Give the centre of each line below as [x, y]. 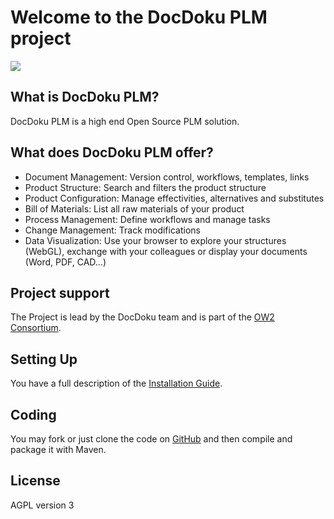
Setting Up [44, 359]
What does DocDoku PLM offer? [112, 152]
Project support [60, 292]
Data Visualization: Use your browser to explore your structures [155, 240]
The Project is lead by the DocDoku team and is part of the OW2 [142, 317]
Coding [33, 414]
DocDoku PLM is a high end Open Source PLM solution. [125, 121]
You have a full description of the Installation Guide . [116, 383]
